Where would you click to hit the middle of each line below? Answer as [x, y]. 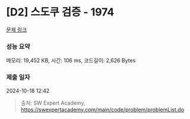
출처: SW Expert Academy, [53, 103]
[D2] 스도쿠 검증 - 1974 [60, 12]
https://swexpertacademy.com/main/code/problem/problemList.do [102, 110]
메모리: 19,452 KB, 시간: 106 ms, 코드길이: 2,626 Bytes [71, 60]
